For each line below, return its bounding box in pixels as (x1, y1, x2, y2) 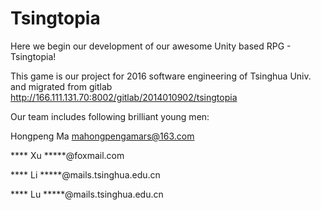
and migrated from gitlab (10, 80, 113, 92)
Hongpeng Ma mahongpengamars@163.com (10, 130, 195, 142)
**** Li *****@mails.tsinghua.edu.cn (10, 168, 161, 181)
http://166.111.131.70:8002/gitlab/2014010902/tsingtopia (10, 91, 238, 103)
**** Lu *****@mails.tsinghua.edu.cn (10, 188, 164, 200)
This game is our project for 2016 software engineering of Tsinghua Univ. (10, 70, 312, 82)
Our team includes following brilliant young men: (10, 110, 210, 122)
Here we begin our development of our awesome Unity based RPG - (10, 40, 292, 52)
